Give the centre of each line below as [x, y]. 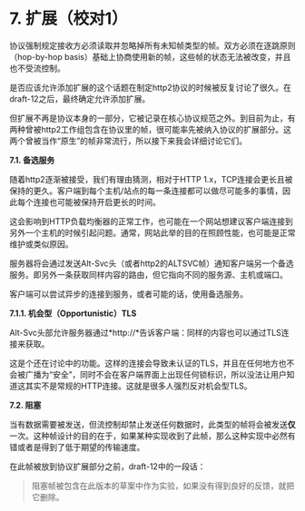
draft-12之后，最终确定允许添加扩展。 [80, 98]
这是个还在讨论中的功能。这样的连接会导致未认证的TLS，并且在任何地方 [144, 363]
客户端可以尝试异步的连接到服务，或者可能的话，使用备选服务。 [128, 294]
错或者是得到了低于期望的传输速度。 [77, 447]
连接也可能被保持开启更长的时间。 [97, 201]
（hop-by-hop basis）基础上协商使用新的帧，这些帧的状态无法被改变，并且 [150, 56]
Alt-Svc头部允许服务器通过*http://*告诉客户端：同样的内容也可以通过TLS [145, 332]
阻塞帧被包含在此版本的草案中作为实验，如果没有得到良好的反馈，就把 [163, 486]
